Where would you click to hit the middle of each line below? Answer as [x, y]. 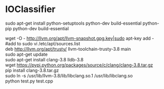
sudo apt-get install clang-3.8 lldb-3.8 [44, 59]
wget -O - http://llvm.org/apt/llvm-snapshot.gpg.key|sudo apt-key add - [80, 38]
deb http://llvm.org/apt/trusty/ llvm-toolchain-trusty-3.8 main [68, 49]
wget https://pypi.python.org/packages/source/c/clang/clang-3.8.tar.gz [79, 65]
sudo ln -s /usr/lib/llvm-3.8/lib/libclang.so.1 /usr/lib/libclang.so [69, 75]
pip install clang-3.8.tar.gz [32, 70]
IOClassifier [30, 9]
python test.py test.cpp [29, 81]
